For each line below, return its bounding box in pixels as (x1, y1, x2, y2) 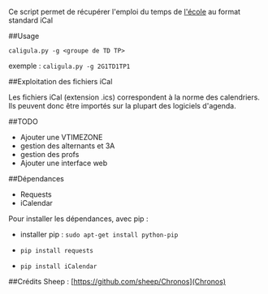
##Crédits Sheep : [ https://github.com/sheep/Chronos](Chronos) (8, 277, 226, 286)
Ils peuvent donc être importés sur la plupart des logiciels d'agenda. (8, 101, 237, 110)
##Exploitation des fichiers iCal (8, 77, 113, 86)
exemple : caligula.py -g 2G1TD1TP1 (8, 61, 131, 70)
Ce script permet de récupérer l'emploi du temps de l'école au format (8, 7, 241, 16)
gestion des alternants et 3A (19, 141, 115, 151)
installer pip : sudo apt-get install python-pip (19, 230, 179, 239)
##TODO (8, 117, 38, 126)
